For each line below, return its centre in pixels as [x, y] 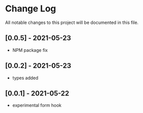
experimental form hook [37, 106]
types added [25, 78]
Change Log [31, 9]
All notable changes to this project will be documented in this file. [72, 22]
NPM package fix [30, 50]
